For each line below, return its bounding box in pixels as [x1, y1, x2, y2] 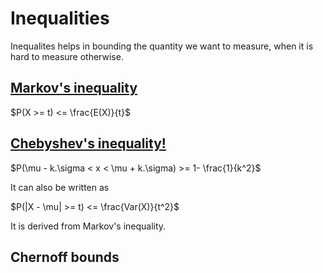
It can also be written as [10, 181, 110, 193]
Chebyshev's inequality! [10, 135, 167, 152]
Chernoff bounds [10, 248, 120, 266]
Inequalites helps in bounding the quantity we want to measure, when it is [10, 40, 314, 52]
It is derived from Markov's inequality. [10, 220, 167, 232]
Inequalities [10, 7, 110, 30]
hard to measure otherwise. [10, 50, 124, 62]
